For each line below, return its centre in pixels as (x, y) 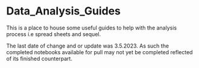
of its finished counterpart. (39, 58)
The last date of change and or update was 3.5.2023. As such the (88, 46)
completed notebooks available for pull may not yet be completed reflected (99, 52)
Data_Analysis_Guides (63, 11)
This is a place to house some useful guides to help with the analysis (91, 28)
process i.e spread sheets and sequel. (54, 34)
